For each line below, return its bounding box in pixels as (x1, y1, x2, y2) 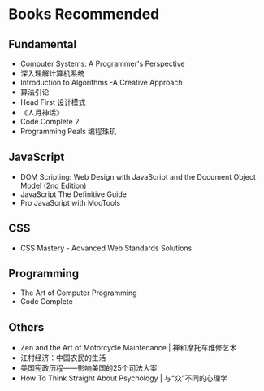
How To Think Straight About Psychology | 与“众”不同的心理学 (19, 373, 228, 383)
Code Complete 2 (19, 117, 80, 126)
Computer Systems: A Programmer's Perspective (19, 59, 185, 68)
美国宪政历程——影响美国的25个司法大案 (19, 363, 158, 373)
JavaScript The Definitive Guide (19, 189, 128, 199)
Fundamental (8, 37, 77, 51)
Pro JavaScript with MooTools (19, 198, 120, 207)
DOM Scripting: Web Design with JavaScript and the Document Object (19, 172, 256, 181)
